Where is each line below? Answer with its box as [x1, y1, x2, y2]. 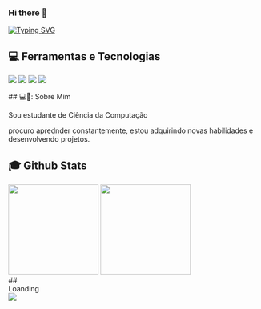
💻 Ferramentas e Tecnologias [8, 50, 161, 63]
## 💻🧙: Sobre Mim [8, 92, 71, 102]
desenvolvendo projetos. [8, 134, 90, 144]
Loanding [8, 283, 40, 293]
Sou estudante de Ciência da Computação [8, 110, 148, 120]
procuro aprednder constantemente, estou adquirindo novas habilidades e [8, 126, 254, 135]
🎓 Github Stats [8, 159, 87, 172]
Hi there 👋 [8, 7, 48, 18]
